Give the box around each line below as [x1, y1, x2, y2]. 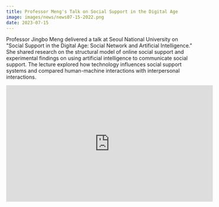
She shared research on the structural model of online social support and [6, 48, 184, 56]
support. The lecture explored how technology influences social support [6, 61, 182, 68]
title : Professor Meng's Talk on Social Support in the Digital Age [6, 8, 178, 15]
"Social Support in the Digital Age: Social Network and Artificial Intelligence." [6, 42, 192, 49]
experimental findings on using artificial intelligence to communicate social [6, 54, 188, 62]
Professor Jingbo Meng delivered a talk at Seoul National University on [6, 36, 178, 43]
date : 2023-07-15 [6, 20, 49, 25]
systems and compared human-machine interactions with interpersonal [6, 67, 180, 75]
